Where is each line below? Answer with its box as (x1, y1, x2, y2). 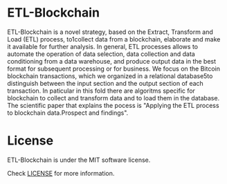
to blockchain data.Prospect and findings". (7, 109, 129, 117)
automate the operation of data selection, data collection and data (7, 50, 195, 58)
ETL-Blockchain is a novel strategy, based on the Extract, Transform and (7, 28, 213, 36)
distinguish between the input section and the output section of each (7, 79, 204, 87)
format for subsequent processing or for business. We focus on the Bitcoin (7, 64, 220, 73)
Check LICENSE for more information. (7, 169, 115, 177)
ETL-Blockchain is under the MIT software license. (7, 156, 151, 164)
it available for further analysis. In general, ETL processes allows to (7, 42, 199, 50)
